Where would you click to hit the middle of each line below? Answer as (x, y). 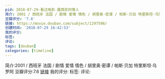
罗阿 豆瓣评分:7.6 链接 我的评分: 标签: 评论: (48, 71)
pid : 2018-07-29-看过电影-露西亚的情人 (42, 10)
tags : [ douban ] (21, 46)
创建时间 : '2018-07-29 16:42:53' (38, 28)
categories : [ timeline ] (29, 51)
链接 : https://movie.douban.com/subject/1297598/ (56, 23)
